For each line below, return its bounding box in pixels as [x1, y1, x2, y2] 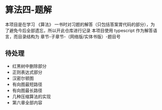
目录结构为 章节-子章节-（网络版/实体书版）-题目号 [18, 34, 121, 39]
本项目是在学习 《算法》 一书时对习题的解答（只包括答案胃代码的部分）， [5, 21, 151, 27]
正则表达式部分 [12, 69, 42, 75]
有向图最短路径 [12, 81, 42, 87]
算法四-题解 [5, 4, 52, 16]
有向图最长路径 [12, 87, 42, 93]
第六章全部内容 [12, 99, 42, 105]
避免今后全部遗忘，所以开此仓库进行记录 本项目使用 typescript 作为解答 [9, 27, 153, 33]
